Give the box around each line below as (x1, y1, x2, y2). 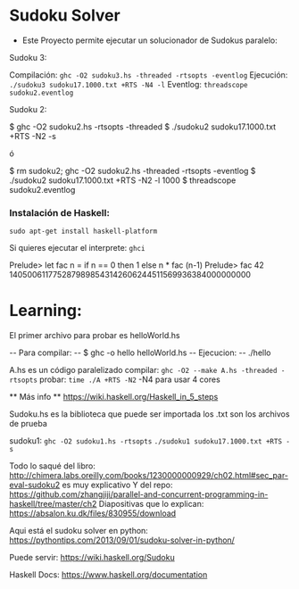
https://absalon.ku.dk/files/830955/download (9, 508, 177, 518)
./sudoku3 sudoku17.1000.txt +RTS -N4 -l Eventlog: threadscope (9, 79, 248, 89)
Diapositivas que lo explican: (98, 499, 204, 510)
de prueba (9, 419, 47, 429)
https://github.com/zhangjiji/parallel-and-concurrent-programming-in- (9, 489, 269, 500)
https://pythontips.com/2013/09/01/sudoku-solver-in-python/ (9, 535, 235, 545)
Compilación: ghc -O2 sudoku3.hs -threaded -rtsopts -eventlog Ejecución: (9, 69, 288, 80)
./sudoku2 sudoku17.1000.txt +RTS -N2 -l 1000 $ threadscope (9, 175, 237, 186)
